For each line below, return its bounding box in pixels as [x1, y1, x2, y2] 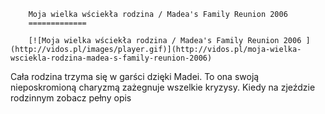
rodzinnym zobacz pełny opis [10, 92, 132, 104]
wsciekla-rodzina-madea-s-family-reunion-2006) [10, 53, 213, 63]
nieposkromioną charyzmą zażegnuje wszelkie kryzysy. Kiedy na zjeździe [10, 81, 316, 93]
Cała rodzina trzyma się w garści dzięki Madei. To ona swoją [10, 71, 260, 82]
